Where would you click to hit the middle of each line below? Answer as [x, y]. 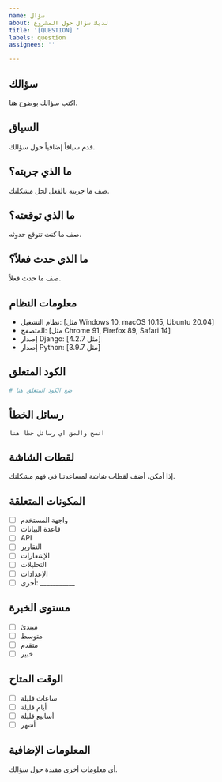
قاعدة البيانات [40, 529]
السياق [24, 128]
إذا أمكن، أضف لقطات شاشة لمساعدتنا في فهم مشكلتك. [92, 476]
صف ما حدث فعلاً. [35, 278]
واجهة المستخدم [44, 520]
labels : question [38, 38]
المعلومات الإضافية [50, 750]
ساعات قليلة [39, 698]
